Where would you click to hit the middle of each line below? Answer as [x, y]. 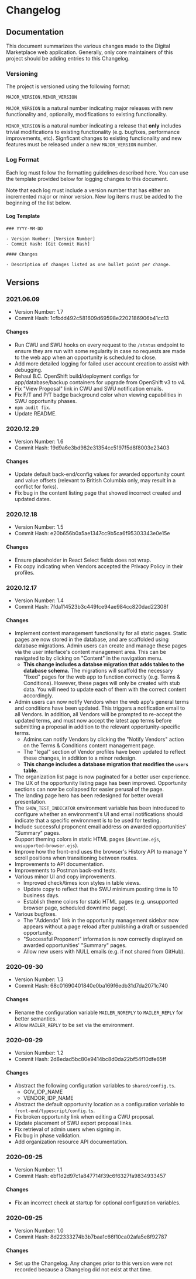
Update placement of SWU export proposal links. [73, 1123]
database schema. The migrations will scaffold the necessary [98, 671]
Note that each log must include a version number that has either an [88, 190]
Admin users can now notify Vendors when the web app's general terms [102, 702]
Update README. [36, 413]
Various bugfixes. [36, 914]
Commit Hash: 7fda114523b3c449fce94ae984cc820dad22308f [91, 606]
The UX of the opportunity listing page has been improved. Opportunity [101, 783]
